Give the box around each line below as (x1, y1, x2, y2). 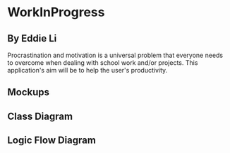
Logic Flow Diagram (7, 135, 97, 147)
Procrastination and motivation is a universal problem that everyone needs (7, 51, 224, 59)
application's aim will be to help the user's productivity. (7, 66, 168, 74)
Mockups (7, 86, 50, 99)
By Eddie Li (7, 32, 57, 44)
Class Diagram (7, 110, 73, 122)
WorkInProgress (7, 4, 105, 20)
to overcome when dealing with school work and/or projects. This (7, 59, 198, 67)
